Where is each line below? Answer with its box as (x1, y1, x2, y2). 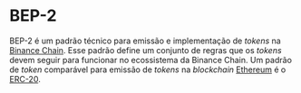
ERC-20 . (9, 73, 41, 84)
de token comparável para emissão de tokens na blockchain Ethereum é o (9, 64, 286, 75)
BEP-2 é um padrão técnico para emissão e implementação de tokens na (9, 35, 281, 46)
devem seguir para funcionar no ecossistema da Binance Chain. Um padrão (9, 54, 293, 65)
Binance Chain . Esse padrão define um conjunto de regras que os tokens (9, 44, 283, 55)
